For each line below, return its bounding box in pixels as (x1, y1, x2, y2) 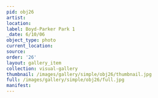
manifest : (6, 83, 32, 89)
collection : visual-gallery (6, 65, 78, 72)
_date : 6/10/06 (6, 32, 45, 38)
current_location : (6, 43, 53, 49)
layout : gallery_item (6, 60, 62, 66)
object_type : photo (6, 37, 56, 43)
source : (6, 49, 26, 55)
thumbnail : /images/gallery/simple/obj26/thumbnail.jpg (6, 71, 152, 77)
